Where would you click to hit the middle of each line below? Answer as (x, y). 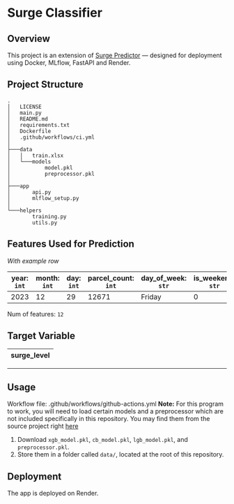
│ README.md (28, 119)
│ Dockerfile (29, 131)
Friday (151, 296)
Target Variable (41, 336)
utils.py (45, 222)
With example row (33, 261)
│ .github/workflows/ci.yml (51, 137)
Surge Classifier (55, 13)
